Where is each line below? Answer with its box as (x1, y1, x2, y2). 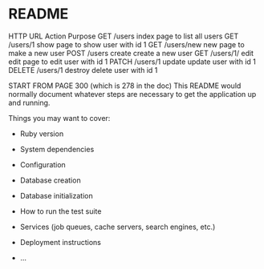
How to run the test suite (19, 206, 102, 216)
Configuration (19, 159, 66, 169)
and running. (8, 98, 51, 107)
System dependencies (19, 144, 95, 154)
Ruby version (19, 129, 64, 139)
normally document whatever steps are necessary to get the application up (8, 89, 257, 98)
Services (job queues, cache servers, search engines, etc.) (19, 222, 216, 231)
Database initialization (19, 191, 94, 200)
